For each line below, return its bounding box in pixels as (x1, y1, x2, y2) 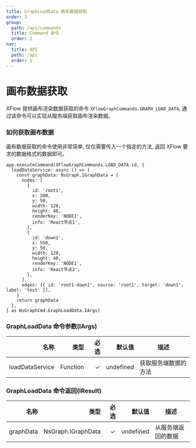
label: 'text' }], (6, 287, 51, 293)
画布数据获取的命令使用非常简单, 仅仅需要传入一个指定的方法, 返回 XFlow (6, 143, 182, 150)
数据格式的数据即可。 (16, 150, 68, 157)
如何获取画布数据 (6, 128, 54, 136)
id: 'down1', (32, 235, 64, 241)
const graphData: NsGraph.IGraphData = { (16, 172, 118, 178)
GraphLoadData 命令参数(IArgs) (6, 322, 97, 330)
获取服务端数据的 (139, 359, 187, 367)
